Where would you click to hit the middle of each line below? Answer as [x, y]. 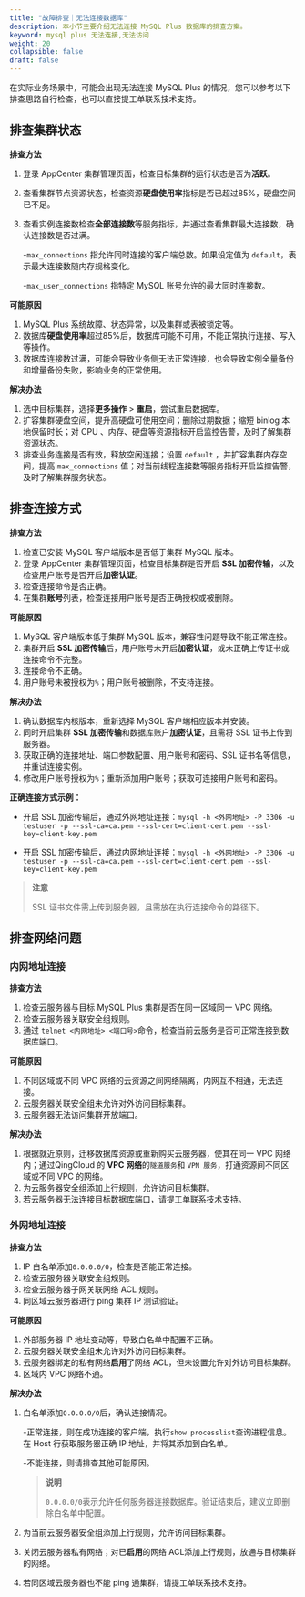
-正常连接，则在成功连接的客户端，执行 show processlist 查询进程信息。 [157, 1432]
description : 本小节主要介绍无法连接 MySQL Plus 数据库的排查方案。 [128, 26]
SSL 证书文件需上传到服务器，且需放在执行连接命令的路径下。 [148, 907]
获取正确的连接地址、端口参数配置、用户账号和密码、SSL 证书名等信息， [159, 755]
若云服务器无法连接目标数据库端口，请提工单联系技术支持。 [134, 1199]
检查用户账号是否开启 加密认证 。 [82, 574]
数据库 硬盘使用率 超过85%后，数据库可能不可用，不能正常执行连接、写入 [159, 335]
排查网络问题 [46, 938]
